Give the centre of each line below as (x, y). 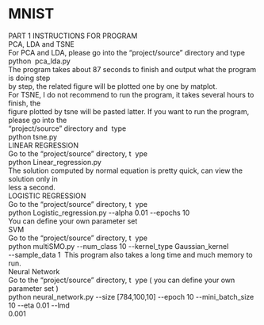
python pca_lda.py (40, 61)
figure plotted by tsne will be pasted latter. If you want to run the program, (129, 111)
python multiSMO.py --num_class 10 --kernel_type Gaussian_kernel (119, 246)
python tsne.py (33, 136)
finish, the (25, 103)
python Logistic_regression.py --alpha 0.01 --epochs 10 (99, 212)
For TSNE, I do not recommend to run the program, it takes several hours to (131, 94)
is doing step (29, 78)
